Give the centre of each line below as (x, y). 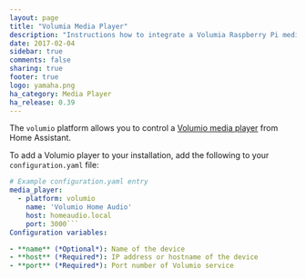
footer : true (34, 77)
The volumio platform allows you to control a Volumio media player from (144, 128)
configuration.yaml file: (54, 165)
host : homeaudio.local (69, 215)
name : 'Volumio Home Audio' (79, 207)
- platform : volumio (56, 199)
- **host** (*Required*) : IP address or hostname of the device (134, 257)
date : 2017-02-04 (42, 43)
